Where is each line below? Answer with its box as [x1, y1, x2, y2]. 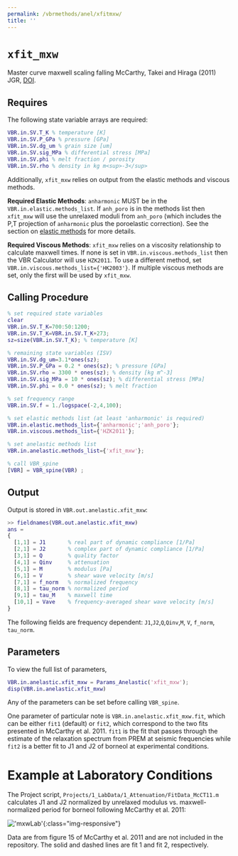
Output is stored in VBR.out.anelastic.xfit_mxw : [7, 505, 148, 514]
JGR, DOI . [7, 76, 37, 85]
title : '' [7, 17, 37, 24]
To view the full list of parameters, [7, 665, 107, 673]
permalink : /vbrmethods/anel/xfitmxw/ [7, 10, 122, 18]
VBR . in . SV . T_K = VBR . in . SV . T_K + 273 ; [7, 330, 110, 337]
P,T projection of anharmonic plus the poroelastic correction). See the [7, 219, 209, 228]
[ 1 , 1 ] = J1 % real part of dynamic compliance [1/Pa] [13, 539, 195, 546]
